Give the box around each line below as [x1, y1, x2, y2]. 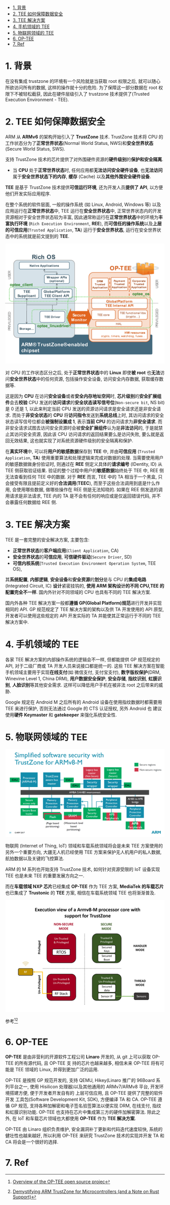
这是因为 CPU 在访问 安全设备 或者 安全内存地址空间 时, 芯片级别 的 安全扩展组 [5, 393, 162, 399]
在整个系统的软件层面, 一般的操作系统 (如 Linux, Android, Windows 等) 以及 [5, 201, 161, 207]
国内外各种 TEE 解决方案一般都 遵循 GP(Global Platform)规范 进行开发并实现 [5, 599, 162, 606]
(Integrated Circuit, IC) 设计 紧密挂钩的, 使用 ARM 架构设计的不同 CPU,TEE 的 [5, 583, 164, 589]
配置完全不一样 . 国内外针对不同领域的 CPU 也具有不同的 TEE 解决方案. [5, 589, 152, 595]
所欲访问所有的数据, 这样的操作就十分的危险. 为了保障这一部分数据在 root [5, 84, 158, 91]
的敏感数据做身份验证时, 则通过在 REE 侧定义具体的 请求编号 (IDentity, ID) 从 [5, 461, 163, 467]
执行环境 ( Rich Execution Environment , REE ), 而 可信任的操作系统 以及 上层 [9, 220, 162, 226]
